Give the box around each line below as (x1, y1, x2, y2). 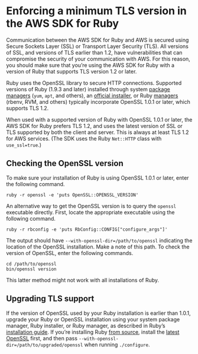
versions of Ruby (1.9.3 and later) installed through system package (6, 85, 170, 93)
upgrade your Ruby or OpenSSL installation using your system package (6, 315, 180, 323)
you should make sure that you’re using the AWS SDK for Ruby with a (6, 61, 175, 69)
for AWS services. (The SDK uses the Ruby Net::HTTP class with (6, 135, 162, 142)
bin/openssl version (6, 266, 57, 272)
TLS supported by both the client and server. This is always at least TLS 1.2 (6, 129, 189, 136)
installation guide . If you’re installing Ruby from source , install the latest (6, 328, 180, 336)
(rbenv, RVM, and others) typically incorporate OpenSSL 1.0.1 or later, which (6, 98, 191, 105)
